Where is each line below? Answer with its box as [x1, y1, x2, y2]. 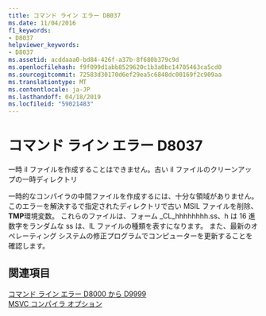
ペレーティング [8, 231, 57, 241]
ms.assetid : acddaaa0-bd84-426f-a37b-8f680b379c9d [8, 56, 179, 64]
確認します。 [8, 241, 50, 251]
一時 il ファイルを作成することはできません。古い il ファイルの [8, 164, 210, 175]
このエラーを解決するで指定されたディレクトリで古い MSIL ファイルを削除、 [8, 202, 258, 211]
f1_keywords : [8, 26, 52, 34]
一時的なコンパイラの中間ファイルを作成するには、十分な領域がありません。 [8, 191, 259, 201]
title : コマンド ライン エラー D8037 [8, 11, 121, 20]
